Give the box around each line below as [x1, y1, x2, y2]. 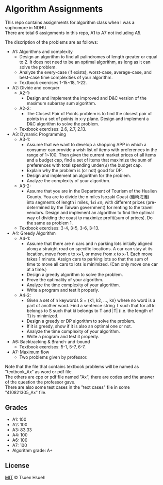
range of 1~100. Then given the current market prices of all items [26, 152, 156, 157]
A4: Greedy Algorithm [12, 230, 56, 236]
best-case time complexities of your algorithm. [19, 74, 113, 80]
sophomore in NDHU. [5, 24, 48, 30]
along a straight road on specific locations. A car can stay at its [26, 245, 153, 251]
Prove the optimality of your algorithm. [26, 277, 103, 282]
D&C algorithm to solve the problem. [26, 121, 99, 127]
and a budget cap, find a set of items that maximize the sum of [26, 157, 152, 163]
